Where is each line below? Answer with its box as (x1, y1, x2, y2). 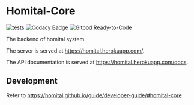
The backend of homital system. (6, 35, 86, 42)
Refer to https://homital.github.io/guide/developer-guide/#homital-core (6, 91, 182, 99)
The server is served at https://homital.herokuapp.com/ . (6, 47, 145, 54)
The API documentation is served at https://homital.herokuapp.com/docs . (6, 58, 188, 66)
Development (6, 76, 58, 86)
